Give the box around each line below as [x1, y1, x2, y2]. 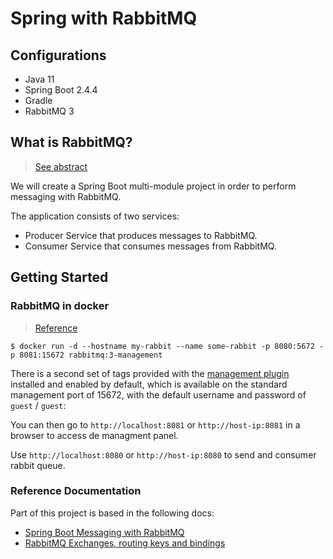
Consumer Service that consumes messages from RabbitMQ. [24, 240, 277, 252]
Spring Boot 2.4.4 [24, 84, 98, 96]
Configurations [10, 47, 107, 64]
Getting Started [10, 269, 109, 286]
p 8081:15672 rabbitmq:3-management [10, 350, 163, 360]
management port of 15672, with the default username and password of [10, 388, 307, 401]
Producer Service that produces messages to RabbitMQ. [24, 229, 258, 241]
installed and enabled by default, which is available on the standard [10, 378, 288, 390]
